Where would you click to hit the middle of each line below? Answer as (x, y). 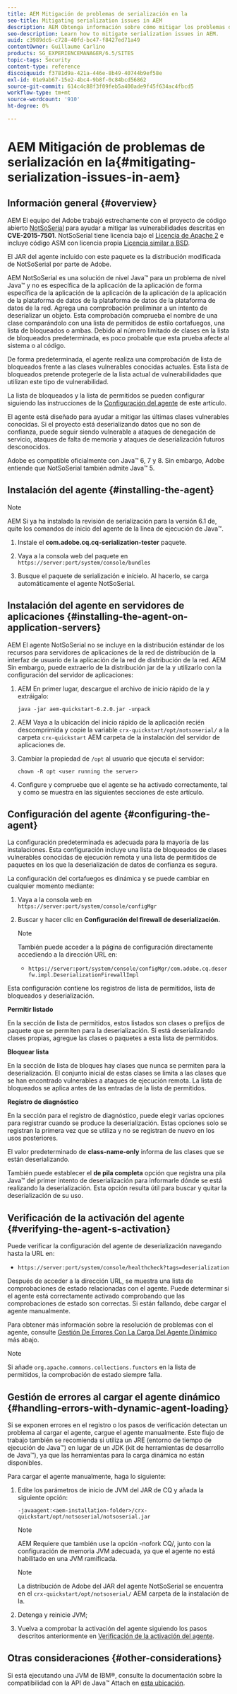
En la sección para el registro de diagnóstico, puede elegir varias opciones (116, 1116)
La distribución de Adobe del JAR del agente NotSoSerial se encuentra (120, 1586)
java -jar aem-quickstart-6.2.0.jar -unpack (84, 709)
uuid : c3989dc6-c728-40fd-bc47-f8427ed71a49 (74, 40)
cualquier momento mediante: (51, 886)
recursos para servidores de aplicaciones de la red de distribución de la (112, 652)
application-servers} (54, 628)
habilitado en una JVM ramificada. (67, 1558)
